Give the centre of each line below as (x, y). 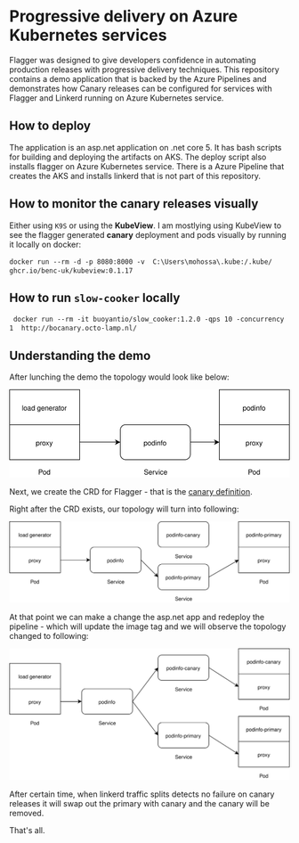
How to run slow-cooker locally (95, 297)
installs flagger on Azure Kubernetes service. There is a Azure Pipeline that (147, 166)
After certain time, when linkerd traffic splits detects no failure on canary (142, 794)
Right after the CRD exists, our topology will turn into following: (124, 509)
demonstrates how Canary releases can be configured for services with (141, 88)
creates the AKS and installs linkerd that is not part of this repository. (135, 176)
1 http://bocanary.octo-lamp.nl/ (73, 328)
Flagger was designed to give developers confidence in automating (133, 60)
